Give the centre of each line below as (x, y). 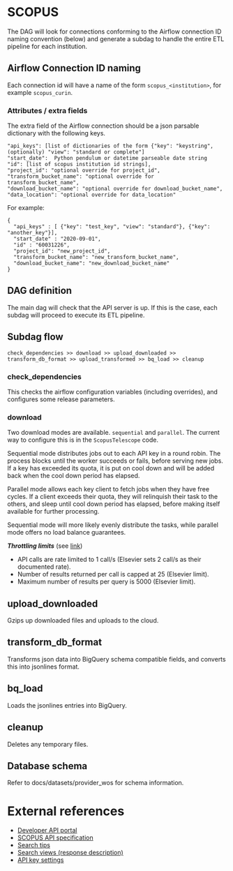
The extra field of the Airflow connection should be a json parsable (103, 126)
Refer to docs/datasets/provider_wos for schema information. (96, 783)
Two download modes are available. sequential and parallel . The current (113, 433)
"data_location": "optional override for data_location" (92, 195)
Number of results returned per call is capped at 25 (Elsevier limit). (113, 574)
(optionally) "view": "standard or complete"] (76, 152)
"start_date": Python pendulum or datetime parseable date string (107, 158)
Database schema (47, 766)
